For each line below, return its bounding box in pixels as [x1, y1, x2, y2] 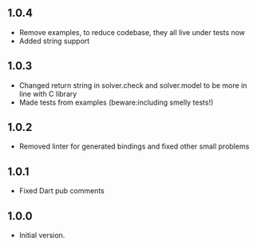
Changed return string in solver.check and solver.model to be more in [18, 80, 247, 90]
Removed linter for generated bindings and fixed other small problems [18, 141, 250, 151]
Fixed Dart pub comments [18, 186, 105, 196]
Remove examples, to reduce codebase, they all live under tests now [18, 27, 245, 37]
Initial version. [18, 231, 65, 240]
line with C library [18, 89, 77, 98]
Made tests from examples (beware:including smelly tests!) [18, 97, 214, 107]
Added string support [18, 36, 90, 46]
